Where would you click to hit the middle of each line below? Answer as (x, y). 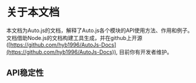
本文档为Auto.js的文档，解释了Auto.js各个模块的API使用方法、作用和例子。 (100, 30)
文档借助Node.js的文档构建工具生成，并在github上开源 (74, 38)
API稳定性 (25, 73)
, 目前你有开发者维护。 (144, 51)
